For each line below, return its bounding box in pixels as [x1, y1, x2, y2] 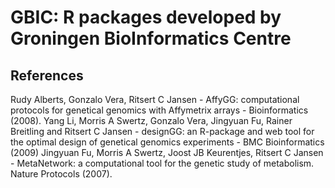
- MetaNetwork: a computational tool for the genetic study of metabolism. [10, 157, 315, 169]
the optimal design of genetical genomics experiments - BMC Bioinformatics [10, 136, 325, 148]
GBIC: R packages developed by [10, 6, 282, 29]
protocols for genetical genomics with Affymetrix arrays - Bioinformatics [10, 104, 309, 116]
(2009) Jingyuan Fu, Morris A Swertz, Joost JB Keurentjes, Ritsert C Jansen [10, 147, 324, 158]
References [10, 67, 84, 84]
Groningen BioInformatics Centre [10, 27, 292, 50]
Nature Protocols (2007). [10, 168, 113, 180]
